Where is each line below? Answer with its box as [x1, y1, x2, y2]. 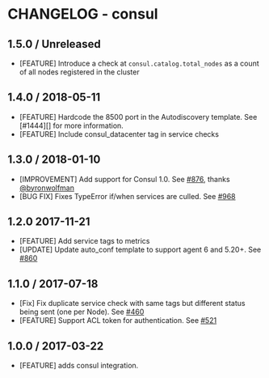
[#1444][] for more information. [19, 121, 124, 130]
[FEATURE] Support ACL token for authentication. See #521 [19, 316, 217, 325]
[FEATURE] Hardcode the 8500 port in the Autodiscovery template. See [19, 112, 258, 121]
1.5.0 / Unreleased [7, 37, 102, 51]
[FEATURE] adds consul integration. [19, 361, 139, 371]
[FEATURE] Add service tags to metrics [19, 236, 150, 246]
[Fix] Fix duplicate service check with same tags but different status [19, 299, 246, 308]
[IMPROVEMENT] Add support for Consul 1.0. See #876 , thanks [19, 174, 231, 184]
